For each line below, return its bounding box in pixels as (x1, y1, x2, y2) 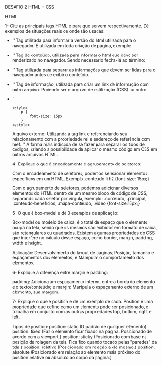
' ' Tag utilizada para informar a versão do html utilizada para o (12, 37, 136, 43)
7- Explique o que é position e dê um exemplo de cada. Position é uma (12, 299, 153, 304)
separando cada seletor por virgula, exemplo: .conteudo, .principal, (12, 196, 146, 201)
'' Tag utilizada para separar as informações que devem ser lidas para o (12, 67, 156, 73)
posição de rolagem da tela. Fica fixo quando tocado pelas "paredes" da (12, 339, 157, 345)
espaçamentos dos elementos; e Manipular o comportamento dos (12, 255, 144, 260)
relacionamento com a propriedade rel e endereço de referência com (12, 136, 150, 142)
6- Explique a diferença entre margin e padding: (12, 270, 108, 275)
